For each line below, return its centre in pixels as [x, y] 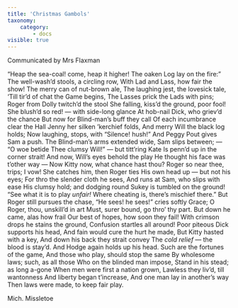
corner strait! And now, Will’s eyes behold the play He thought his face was [117, 157]
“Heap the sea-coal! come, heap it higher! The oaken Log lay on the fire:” [114, 74]
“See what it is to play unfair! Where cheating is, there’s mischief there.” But [118, 195]
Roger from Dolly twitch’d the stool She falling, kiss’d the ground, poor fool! [117, 104]
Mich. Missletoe [30, 299]
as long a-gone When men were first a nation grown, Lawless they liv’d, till [116, 270]
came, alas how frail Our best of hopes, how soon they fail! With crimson [113, 217]
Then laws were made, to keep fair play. [66, 285]
